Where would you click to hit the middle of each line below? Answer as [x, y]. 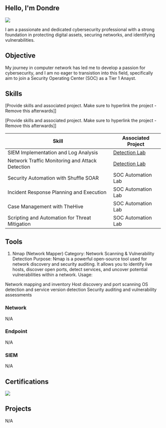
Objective [21, 56]
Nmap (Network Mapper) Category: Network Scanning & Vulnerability [83, 254]
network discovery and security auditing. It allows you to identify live [82, 264]
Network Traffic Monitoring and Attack [52, 161]
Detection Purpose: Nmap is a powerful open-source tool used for [80, 259]
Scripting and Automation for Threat [49, 218]
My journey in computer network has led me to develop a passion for [75, 68]
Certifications [27, 382]
